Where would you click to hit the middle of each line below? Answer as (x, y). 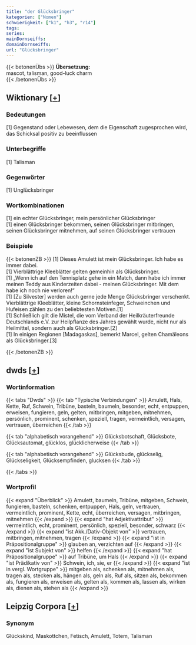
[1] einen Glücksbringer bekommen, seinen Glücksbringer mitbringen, (90, 224)
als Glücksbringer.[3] (31, 340)
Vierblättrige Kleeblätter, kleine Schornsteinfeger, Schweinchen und (88, 303)
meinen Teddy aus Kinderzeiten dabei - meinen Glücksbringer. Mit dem (93, 284)
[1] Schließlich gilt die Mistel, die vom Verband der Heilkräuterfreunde (90, 315)
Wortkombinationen (35, 205)
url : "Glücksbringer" (33, 50)
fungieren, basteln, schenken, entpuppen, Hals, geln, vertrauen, (83, 506)
